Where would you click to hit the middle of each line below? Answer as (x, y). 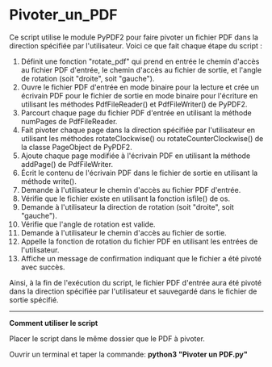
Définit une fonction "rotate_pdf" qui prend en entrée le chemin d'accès (140, 61)
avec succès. (43, 267)
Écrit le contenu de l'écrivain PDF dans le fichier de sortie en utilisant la (139, 173)
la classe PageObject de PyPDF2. (76, 147)
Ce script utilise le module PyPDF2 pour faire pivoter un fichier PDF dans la (134, 37)
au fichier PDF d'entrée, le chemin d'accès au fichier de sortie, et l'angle (141, 69)
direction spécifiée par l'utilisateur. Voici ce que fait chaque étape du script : (136, 45)
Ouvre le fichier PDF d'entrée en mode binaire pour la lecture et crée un (140, 87)
